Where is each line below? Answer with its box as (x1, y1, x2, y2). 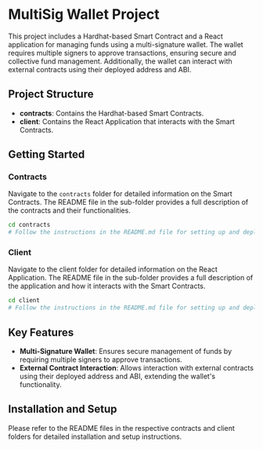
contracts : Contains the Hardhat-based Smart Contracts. (19, 108, 204, 118)
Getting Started (8, 148, 85, 162)
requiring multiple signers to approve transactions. (19, 355, 182, 364)
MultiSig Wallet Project (8, 5, 160, 24)
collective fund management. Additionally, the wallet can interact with (8, 57, 232, 66)
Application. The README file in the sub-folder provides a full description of (8, 273, 254, 283)
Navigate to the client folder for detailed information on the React (8, 265, 218, 274)
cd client (8, 297, 41, 305)
